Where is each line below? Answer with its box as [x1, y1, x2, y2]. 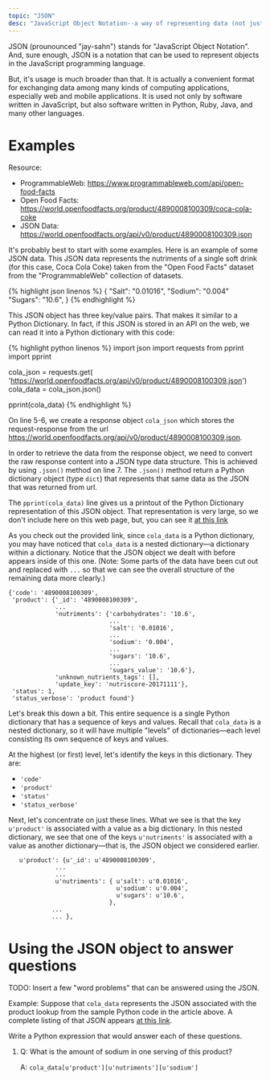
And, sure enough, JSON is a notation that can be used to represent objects [8, 50, 260, 60]
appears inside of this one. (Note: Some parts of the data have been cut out [8, 556, 259, 566]
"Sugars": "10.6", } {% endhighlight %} [8, 295, 136, 305]
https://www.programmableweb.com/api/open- [87, 179, 244, 188]
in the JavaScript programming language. [8, 58, 146, 68]
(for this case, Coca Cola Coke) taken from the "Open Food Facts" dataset [8, 262, 255, 272]
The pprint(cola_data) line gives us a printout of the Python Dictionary [8, 498, 244, 507]
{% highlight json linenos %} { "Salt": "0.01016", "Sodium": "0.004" [8, 286, 230, 296]
